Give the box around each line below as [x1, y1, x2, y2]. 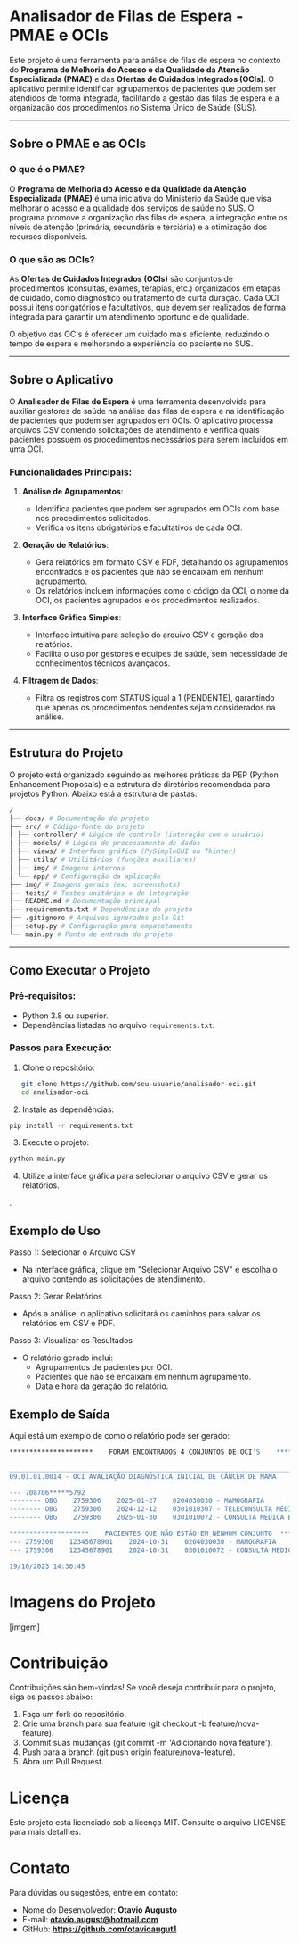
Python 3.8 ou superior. [21, 1010, 109, 1021]
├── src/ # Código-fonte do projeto [9, 822, 145, 831]
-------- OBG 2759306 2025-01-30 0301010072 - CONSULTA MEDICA [9, 1513, 285, 1523]
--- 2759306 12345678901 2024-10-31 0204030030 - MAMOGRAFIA [9, 1537, 277, 1546]
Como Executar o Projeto [9, 963, 150, 978]
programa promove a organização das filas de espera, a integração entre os [9, 212, 288, 222]
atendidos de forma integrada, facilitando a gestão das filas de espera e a [9, 92, 280, 104]
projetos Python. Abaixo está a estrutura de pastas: [9, 788, 198, 799]
